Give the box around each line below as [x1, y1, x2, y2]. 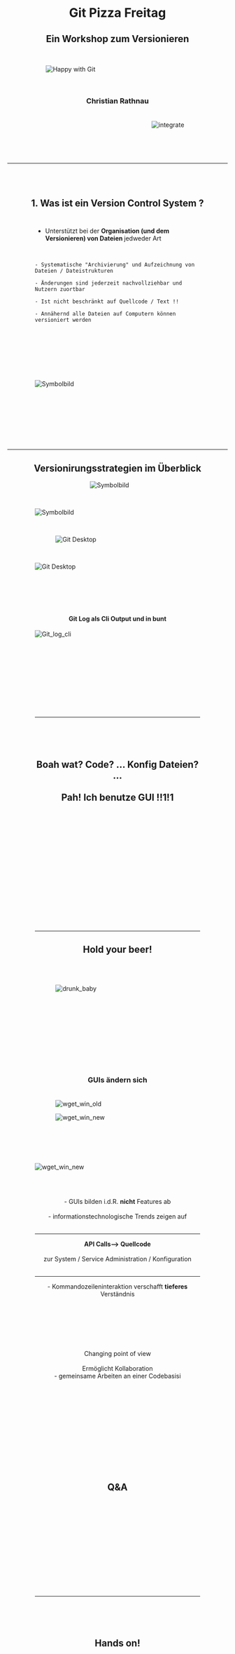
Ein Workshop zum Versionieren [45, 33, 190, 45]
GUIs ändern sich [87, 1075, 148, 1085]
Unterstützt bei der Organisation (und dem [45, 226, 170, 236]
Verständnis [100, 1290, 135, 1299]
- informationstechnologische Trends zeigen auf [48, 1212, 187, 1221]
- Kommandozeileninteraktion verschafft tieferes [47, 1282, 188, 1291]
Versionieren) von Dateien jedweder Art [45, 234, 162, 243]
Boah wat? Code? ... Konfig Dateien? [36, 759, 199, 771]
